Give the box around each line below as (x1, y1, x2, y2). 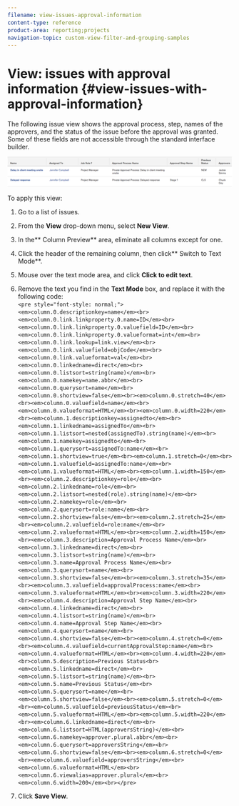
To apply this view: (7, 194, 63, 202)
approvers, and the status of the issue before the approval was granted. (7, 127, 219, 136)
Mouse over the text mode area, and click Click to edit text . (17, 270, 193, 279)
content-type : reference (7, 19, 81, 26)
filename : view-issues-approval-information (7, 11, 142, 19)
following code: (17, 292, 63, 300)
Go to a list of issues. (17, 207, 80, 216)
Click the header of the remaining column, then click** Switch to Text (17, 249, 222, 257)
